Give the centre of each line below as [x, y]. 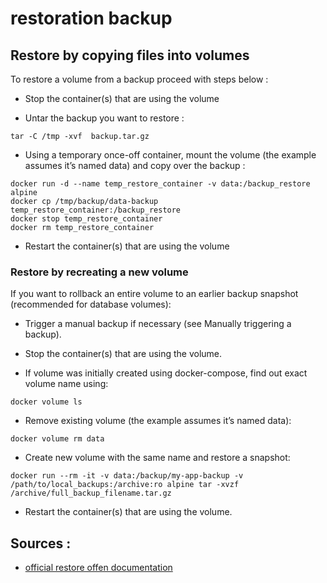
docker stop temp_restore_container [86, 219]
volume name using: [66, 384]
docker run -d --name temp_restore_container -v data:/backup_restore [160, 184]
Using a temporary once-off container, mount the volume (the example [170, 155]
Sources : [41, 543]
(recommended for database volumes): [91, 304]
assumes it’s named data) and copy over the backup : [135, 165]
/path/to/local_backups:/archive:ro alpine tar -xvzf [125, 485]
